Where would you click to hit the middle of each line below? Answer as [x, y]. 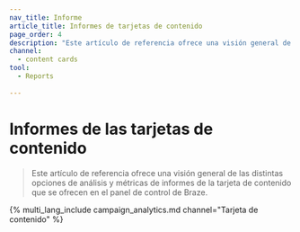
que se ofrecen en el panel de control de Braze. [119, 192]
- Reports [35, 76]
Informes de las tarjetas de [111, 129]
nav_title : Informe [46, 18]
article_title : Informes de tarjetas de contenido [106, 26]
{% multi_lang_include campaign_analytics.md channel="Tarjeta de [134, 210]
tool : [19, 68]
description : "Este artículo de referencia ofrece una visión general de [150, 43]
